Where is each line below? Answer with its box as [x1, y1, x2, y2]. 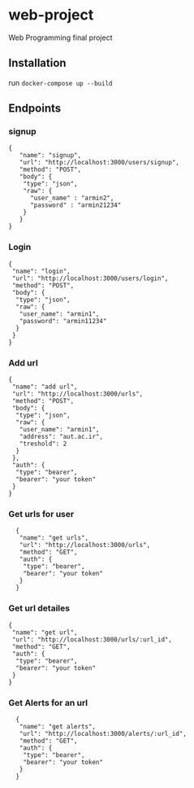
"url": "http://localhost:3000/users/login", [11, 274, 169, 282]
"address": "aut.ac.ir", [19, 433, 104, 441]
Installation [8, 56, 67, 70]
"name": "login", [11, 267, 71, 275]
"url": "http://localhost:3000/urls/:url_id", [11, 635, 173, 644]
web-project [8, 6, 94, 24]
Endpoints [8, 102, 62, 116]
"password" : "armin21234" [29, 201, 122, 209]
